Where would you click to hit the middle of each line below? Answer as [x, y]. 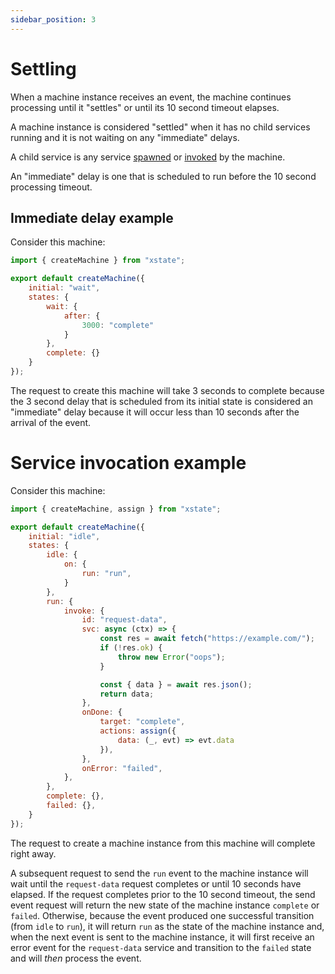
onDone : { [102, 712]
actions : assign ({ [138, 731]
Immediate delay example [92, 217]
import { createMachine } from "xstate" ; [98, 261]
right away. [33, 853]
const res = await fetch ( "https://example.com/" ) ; [207, 639]
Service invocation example [128, 463]
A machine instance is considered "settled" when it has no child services [160, 127]
